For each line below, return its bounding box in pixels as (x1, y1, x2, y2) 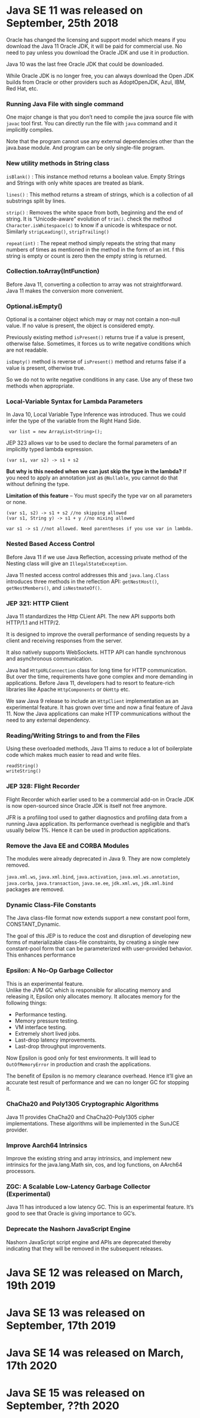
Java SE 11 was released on (6, 4, 143, 17)
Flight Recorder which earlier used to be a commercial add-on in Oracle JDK (6, 795, 194, 803)
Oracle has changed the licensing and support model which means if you (6, 36, 186, 43)
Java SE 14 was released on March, (6, 1346, 184, 1360)
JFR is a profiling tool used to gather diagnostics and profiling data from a (6, 813, 187, 821)
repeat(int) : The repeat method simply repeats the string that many (6, 239, 176, 246)
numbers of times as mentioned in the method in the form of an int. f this (6, 246, 185, 253)
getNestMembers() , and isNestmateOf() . (6, 584, 102, 591)
